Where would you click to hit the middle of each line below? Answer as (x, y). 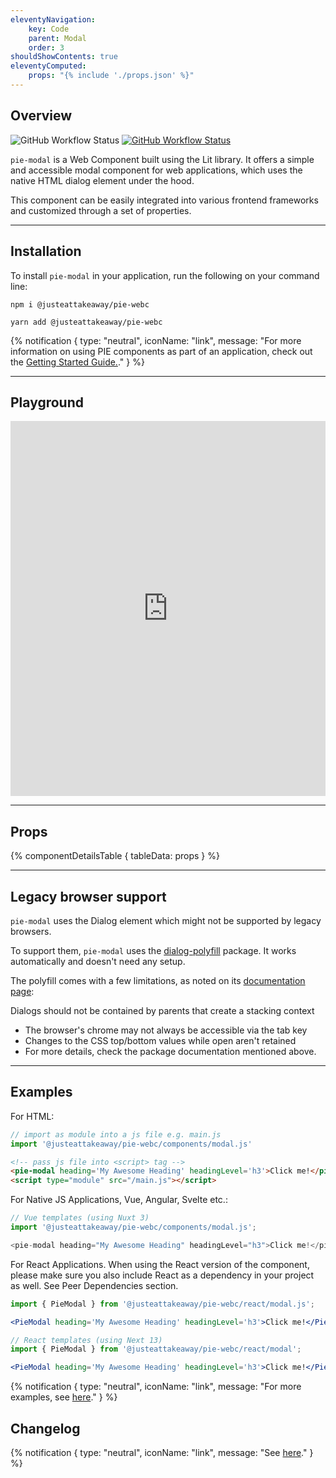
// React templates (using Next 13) (86, 1340)
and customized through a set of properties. (101, 210)
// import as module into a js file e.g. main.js (116, 1134)
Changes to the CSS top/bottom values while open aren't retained (160, 1040)
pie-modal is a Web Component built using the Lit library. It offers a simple (162, 159)
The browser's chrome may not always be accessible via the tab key (166, 1030)
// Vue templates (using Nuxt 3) (80, 1218)
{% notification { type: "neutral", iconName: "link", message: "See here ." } (162, 1452)
